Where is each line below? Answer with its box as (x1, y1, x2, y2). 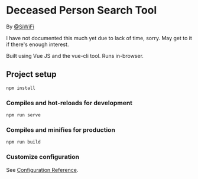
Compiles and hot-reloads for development (6, 99, 133, 107)
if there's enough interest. (6, 41, 69, 48)
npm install (6, 85, 35, 91)
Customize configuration (6, 153, 80, 161)
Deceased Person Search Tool (6, 4, 157, 17)
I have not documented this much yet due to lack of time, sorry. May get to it (6, 34, 192, 41)
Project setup (6, 69, 57, 80)
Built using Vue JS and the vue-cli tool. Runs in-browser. (6, 52, 144, 59)
